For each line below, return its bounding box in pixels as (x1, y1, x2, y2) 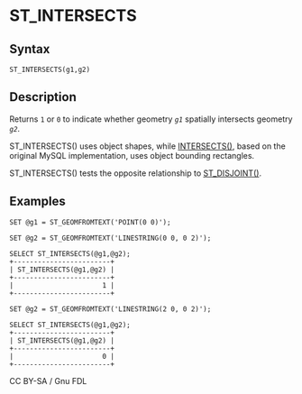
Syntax (9, 41, 50, 57)
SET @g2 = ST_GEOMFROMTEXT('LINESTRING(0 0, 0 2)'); (9, 234, 212, 243)
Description (9, 89, 77, 105)
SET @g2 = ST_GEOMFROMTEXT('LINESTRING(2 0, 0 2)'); (9, 304, 212, 314)
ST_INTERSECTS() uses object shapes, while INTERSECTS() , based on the (9, 141, 286, 151)
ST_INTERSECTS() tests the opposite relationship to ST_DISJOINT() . (9, 168, 262, 179)
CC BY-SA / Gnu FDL (9, 375, 87, 386)
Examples (9, 194, 66, 209)
